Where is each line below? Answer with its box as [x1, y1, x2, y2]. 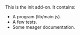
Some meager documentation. [12, 24, 75, 30]
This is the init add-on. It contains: [5, 4, 76, 10]
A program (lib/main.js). [12, 14, 61, 19]
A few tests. [12, 19, 37, 25]
